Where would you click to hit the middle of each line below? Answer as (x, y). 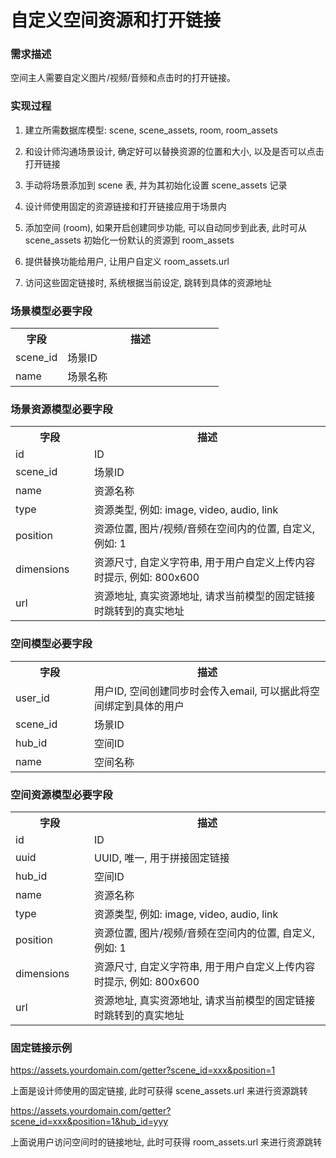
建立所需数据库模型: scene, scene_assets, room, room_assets (151, 130)
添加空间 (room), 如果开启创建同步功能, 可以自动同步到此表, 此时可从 (165, 227)
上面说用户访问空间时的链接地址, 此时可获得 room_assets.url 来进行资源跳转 (166, 1142)
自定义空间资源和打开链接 (116, 20)
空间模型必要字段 (51, 644)
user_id (32, 698)
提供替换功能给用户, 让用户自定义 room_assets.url (127, 261)
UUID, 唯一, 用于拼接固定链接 (162, 858)
